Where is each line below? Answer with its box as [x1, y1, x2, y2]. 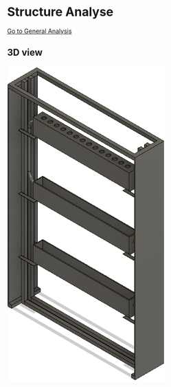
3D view [7, 47, 43, 58]
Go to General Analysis [7, 27, 72, 35]
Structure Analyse [7, 4, 114, 20]
